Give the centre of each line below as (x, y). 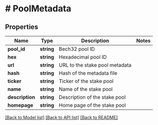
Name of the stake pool (86, 89)
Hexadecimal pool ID (83, 57)
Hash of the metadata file (88, 73)
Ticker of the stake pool (86, 81)
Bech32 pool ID (77, 49)
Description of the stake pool (92, 97)
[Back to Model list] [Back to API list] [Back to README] (62, 117)
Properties (22, 27)
